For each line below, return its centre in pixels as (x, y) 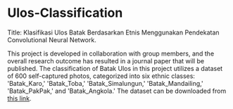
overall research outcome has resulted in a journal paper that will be (106, 60)
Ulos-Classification (65, 13)
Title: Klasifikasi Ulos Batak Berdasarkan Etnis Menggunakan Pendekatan (113, 32)
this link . (19, 98)
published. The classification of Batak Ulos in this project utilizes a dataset (115, 68)
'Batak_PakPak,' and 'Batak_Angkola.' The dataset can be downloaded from (117, 91)
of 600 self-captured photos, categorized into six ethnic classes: (101, 76)
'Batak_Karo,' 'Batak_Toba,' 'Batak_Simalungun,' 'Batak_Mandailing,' (105, 83)
